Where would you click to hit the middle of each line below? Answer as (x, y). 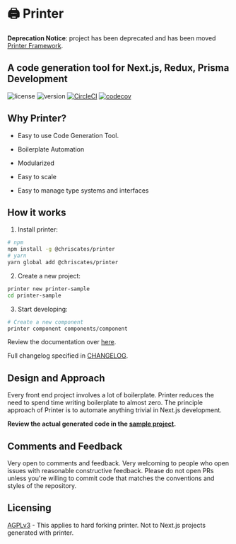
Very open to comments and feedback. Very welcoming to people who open (118, 463)
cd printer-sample (34, 295)
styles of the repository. (42, 486)
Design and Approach (56, 378)
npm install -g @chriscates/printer (61, 249)
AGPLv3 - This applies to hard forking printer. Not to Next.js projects (107, 525)
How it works (37, 212)
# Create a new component (45, 322)
